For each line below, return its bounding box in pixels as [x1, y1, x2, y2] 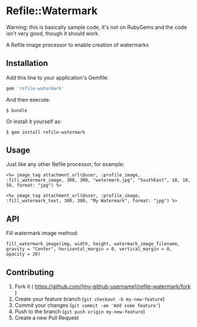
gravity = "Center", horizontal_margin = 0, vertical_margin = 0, [6, 246, 172, 252]
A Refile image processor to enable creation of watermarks [6, 41, 149, 48]
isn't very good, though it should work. [6, 29, 100, 37]
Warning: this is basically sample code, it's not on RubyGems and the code [6, 24, 187, 31]
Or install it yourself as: [6, 118, 62, 125]
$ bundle [6, 107, 28, 113]
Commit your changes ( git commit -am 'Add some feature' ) [14, 302, 161, 309]
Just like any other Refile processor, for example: [6, 161, 125, 168]
